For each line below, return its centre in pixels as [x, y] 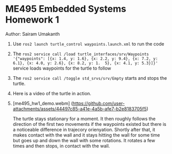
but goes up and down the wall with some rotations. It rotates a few [84, 140]
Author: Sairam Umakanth [33, 34]
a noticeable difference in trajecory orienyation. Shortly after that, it [84, 129]
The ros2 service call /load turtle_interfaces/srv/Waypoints [81, 54]
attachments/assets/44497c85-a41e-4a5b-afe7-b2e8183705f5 [80, 108]
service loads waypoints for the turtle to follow [62, 68]
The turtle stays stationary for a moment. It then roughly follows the [84, 119]
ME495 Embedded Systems [66, 9]
